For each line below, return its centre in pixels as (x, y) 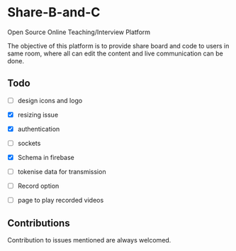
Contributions (39, 223)
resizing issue (38, 114)
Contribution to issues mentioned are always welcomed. (89, 240)
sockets (29, 143)
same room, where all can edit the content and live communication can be (115, 53)
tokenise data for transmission (62, 172)
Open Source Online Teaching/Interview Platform (79, 32)
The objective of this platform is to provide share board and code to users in (118, 46)
